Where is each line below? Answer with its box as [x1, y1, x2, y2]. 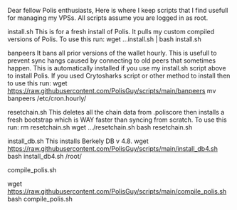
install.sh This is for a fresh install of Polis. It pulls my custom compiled [7, 28, 215, 36]
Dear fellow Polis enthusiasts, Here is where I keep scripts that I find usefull [7, 6, 228, 14]
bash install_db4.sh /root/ [7, 152, 82, 160]
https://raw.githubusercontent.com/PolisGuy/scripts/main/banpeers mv [7, 87, 216, 95]
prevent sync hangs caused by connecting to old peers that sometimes [7, 56, 216, 65]
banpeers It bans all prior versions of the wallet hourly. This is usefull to [7, 49, 217, 57]
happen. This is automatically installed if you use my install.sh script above [7, 64, 226, 72]
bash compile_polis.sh [7, 195, 73, 203]
